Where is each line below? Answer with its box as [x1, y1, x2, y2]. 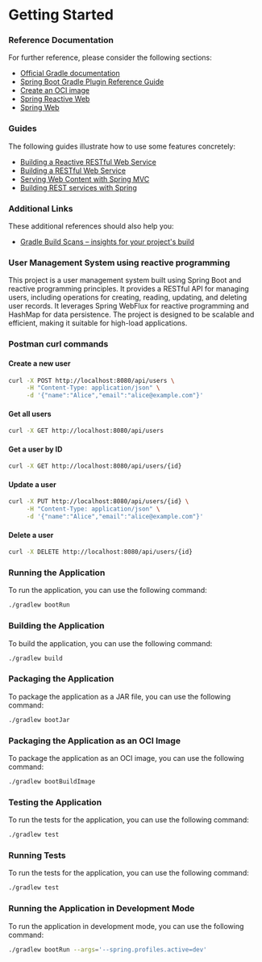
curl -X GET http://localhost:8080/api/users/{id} [8, 462, 182, 470]
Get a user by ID [8, 444, 63, 454]
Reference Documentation [8, 35, 114, 46]
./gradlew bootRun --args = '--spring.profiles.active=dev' [8, 945, 207, 954]
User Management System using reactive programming [8, 257, 231, 268]
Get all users [8, 409, 52, 418]
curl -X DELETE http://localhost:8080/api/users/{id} [8, 548, 193, 557]
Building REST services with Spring [19, 183, 137, 192]
